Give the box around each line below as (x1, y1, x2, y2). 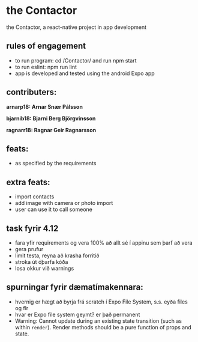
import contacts (14, 193, 55, 200)
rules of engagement (6, 41, 86, 51)
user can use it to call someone (14, 206, 93, 213)
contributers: (6, 87, 57, 97)
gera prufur (14, 246, 44, 252)
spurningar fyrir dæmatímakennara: (6, 282, 143, 292)
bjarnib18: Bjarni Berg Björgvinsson (6, 115, 96, 122)
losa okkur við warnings (14, 265, 74, 272)
